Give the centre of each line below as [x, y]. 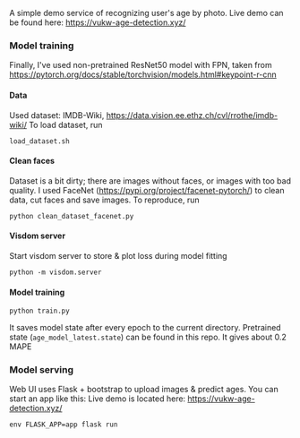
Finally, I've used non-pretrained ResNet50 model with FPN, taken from [141, 65]
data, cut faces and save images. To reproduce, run [104, 200]
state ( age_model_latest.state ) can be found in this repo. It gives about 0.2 [148, 337]
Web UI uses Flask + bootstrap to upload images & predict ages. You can [144, 390]
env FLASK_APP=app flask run [64, 425]
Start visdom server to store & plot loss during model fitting [118, 255]
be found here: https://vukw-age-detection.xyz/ [98, 22]
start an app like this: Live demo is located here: [98, 399]
